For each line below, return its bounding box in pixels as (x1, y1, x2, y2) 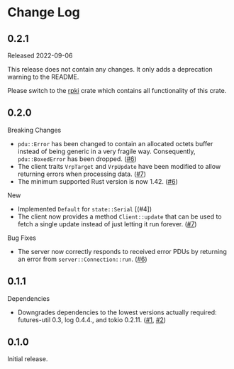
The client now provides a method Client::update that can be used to (17, 212, 222, 221)
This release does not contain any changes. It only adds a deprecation (7, 65, 213, 73)
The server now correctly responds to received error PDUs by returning (17, 247, 227, 255)
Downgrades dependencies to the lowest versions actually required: (17, 308, 217, 316)
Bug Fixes (7, 233, 37, 242)
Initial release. (7, 355, 48, 363)
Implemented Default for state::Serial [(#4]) (17, 204, 152, 213)
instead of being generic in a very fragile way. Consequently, (17, 147, 196, 155)
